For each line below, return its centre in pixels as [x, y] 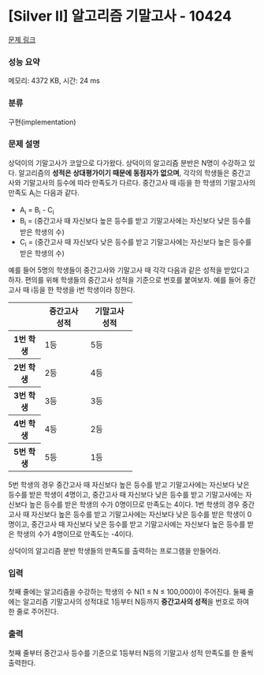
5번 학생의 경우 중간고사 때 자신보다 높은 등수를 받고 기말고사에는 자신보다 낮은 [129, 485]
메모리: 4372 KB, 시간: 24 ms [54, 81]
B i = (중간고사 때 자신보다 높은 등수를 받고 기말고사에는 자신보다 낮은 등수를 [135, 222]
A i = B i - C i [37, 210]
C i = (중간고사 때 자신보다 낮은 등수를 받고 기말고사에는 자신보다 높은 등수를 [136, 243]
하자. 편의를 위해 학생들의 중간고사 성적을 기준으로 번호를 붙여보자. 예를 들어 [125, 280]
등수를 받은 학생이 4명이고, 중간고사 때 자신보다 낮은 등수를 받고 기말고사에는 [126, 495]
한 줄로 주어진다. [33, 612]
